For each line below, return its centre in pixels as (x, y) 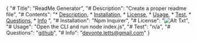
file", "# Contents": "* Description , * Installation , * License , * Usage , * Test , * (99, 14)
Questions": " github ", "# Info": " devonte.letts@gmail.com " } (78, 33)
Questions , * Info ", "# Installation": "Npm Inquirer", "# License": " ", (98, 20)
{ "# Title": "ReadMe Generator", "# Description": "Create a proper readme (96, 8)
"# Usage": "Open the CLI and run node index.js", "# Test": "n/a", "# (88, 26)
